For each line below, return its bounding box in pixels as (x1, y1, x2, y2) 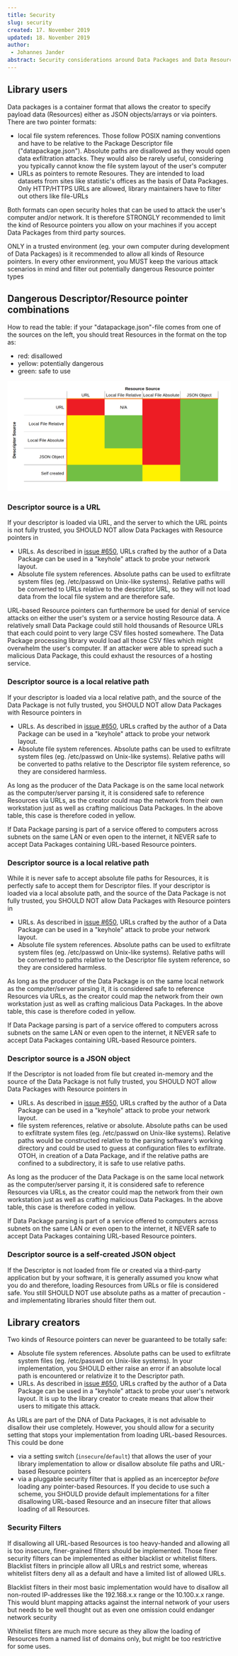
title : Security (7, 11, 55, 18)
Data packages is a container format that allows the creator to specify (7, 102, 211, 111)
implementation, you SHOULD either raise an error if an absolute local (17, 1364, 222, 1373)
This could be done (7, 1439, 64, 1447)
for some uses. (7, 1642, 51, 1650)
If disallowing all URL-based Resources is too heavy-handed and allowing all (7, 1539, 230, 1547)
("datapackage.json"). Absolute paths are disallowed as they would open (17, 146, 231, 155)
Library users (7, 84, 68, 96)
